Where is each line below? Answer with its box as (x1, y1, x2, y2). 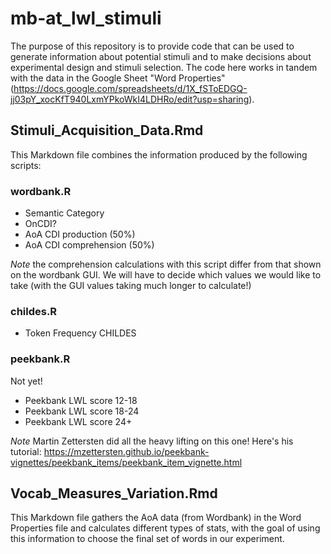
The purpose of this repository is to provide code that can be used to (10, 40, 295, 52)
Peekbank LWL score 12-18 (24, 394, 138, 406)
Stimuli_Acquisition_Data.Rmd (10, 122, 204, 139)
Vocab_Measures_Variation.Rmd (10, 485, 218, 502)
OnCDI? (24, 218, 58, 230)
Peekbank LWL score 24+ (24, 415, 133, 427)
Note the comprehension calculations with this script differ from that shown (10, 258, 322, 271)
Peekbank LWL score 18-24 (24, 405, 140, 417)
